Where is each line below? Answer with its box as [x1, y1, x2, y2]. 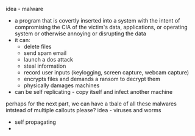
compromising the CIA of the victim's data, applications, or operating [14, 24, 188, 30]
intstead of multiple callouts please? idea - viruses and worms [5, 107, 161, 113]
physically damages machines [23, 82, 100, 89]
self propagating [14, 118, 56, 126]
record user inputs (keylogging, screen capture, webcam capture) [23, 69, 190, 76]
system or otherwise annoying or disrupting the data [14, 30, 147, 37]
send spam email [23, 49, 67, 57]
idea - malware [5, 5, 44, 12]
